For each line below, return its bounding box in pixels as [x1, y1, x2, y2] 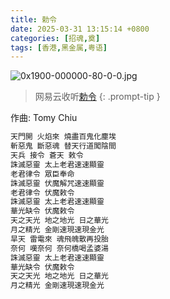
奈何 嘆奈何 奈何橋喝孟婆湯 [10, 243, 110, 253]
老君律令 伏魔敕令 [10, 187, 75, 198]
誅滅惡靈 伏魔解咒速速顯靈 [10, 178, 105, 188]
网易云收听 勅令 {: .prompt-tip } [34, 91, 161, 103]
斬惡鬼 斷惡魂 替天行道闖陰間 [10, 141, 117, 151]
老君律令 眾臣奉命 [10, 169, 75, 179]
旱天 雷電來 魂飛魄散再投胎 [10, 234, 110, 244]
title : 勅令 [10, 14, 57, 25]
